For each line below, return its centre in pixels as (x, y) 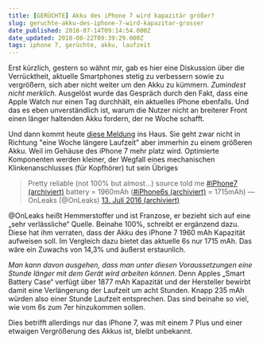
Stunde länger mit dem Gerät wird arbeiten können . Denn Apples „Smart (127, 274)
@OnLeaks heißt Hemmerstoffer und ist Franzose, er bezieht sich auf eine (130, 216)
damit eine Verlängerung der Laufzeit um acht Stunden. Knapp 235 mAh (126, 291)
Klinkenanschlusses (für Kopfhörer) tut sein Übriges (93, 168)
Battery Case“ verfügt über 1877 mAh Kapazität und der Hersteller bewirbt (130, 282)
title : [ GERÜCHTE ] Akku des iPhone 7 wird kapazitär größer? (112, 16)
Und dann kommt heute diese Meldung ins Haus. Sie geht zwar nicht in (124, 134)
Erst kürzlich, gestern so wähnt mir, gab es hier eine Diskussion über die (126, 68)
